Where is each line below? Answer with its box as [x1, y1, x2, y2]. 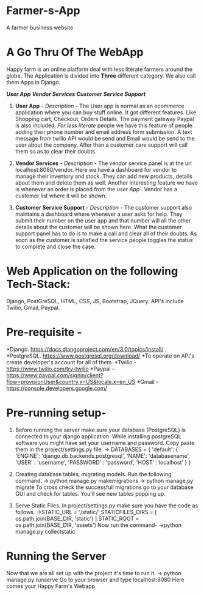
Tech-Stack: [6, 278, 71, 291]
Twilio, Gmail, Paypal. [6, 304, 60, 311]
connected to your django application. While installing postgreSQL [15, 432, 181, 440]
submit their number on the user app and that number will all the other [15, 216, 191, 224]
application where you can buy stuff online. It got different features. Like [15, 108, 197, 116]
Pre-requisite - [6, 325, 82, 339]
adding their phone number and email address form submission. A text [15, 128, 192, 135]
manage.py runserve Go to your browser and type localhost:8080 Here [6, 576, 185, 583]
